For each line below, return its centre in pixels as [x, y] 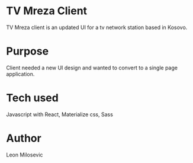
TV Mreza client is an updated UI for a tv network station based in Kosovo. [97, 27]
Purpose [28, 51]
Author [24, 138]
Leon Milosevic [25, 155]
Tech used [33, 98]
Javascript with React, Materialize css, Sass [60, 114]
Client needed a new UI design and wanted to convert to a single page [92, 68]
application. [20, 74]
